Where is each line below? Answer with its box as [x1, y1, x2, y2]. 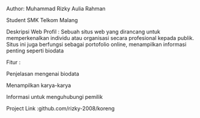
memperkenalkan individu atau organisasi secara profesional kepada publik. [6, 35, 195, 41]
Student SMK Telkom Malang [6, 17, 78, 23]
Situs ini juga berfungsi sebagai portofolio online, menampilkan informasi [6, 41, 187, 48]
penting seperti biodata [6, 47, 64, 54]
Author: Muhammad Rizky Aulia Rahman [6, 5, 106, 12]
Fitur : [6, 59, 21, 66]
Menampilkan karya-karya [6, 82, 71, 89]
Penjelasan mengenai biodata [6, 70, 79, 77]
